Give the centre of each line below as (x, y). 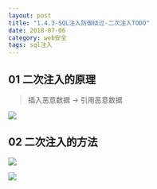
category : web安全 (37, 38)
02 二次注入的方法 (53, 143)
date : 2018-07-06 (37, 30)
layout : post (30, 15)
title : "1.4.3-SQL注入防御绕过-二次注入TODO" (79, 23)
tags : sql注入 (31, 45)
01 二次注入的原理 (52, 79)
